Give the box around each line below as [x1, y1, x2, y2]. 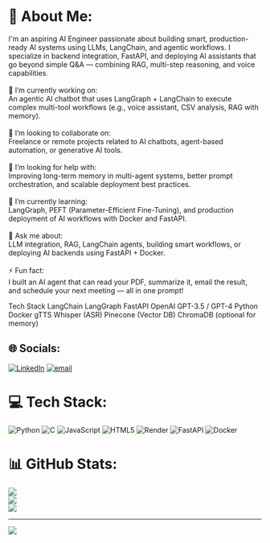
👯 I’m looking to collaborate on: [8, 128, 111, 138]
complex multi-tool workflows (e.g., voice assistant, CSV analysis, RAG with [8, 102, 259, 112]
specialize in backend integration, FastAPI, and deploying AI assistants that [8, 51, 257, 60]
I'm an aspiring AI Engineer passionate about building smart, [8, 34, 208, 44]
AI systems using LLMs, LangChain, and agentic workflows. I [29, 42, 231, 52]
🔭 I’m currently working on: [8, 85, 98, 95]
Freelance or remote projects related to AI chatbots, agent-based [8, 136, 223, 146]
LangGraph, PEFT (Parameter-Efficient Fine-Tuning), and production [8, 205, 235, 214]
